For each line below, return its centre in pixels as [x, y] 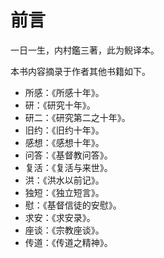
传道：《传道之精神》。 [68, 242]
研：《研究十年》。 [60, 105]
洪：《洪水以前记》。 [64, 180]
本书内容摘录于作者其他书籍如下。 [80, 71]
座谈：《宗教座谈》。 [64, 230]
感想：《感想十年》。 [64, 142]
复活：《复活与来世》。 [68, 167]
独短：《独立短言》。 [64, 192]
